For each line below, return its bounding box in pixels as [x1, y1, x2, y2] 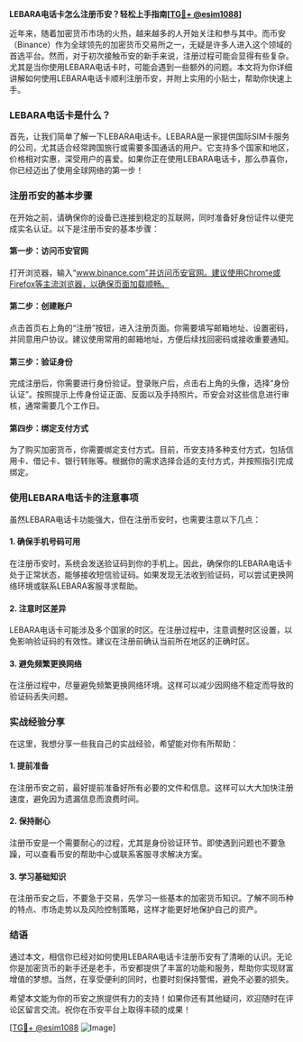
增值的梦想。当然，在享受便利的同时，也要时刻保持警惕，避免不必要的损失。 [9, 973, 294, 984]
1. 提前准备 [9, 761, 50, 772]
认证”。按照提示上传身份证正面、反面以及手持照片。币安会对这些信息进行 [9, 389, 282, 400]
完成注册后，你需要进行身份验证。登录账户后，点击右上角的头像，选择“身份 [9, 378, 290, 388]
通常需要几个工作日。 [24, 400, 105, 411]
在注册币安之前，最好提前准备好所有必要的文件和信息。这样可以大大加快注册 [9, 781, 294, 792]
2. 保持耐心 [9, 816, 51, 827]
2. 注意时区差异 [9, 603, 67, 614]
